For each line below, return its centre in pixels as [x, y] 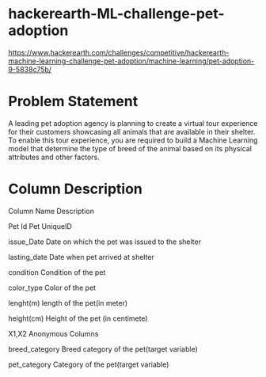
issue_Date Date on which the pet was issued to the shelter [105, 242]
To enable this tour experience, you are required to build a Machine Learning [133, 140]
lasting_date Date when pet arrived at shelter [81, 257]
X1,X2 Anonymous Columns [53, 333]
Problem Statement [73, 102]
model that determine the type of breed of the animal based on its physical [130, 148]
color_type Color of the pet [52, 288]
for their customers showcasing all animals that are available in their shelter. [132, 131]
